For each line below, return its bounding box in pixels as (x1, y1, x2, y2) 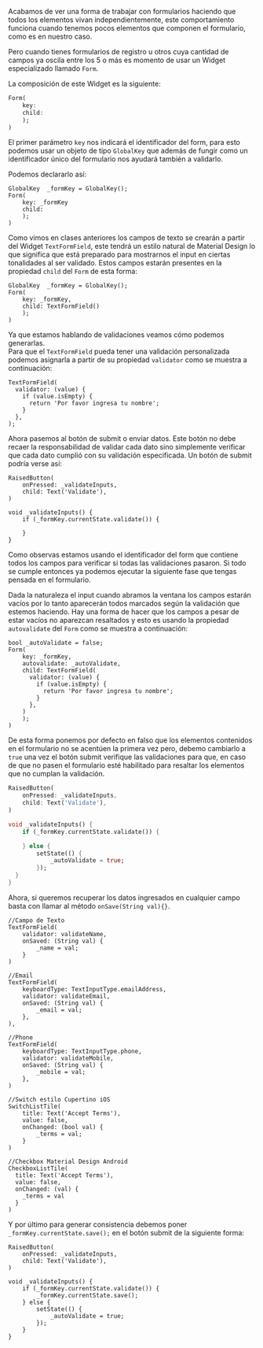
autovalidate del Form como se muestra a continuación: (8, 624, 188, 633)
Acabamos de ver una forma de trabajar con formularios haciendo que (8, 7, 236, 16)
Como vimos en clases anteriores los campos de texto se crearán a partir (8, 233, 245, 243)
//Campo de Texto (8, 917, 65, 924)
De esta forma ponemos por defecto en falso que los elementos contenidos (8, 735, 253, 745)
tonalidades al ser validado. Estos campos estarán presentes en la (8, 258, 222, 268)
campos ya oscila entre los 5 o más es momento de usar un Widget (8, 55, 226, 65)
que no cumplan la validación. (8, 769, 105, 779)
